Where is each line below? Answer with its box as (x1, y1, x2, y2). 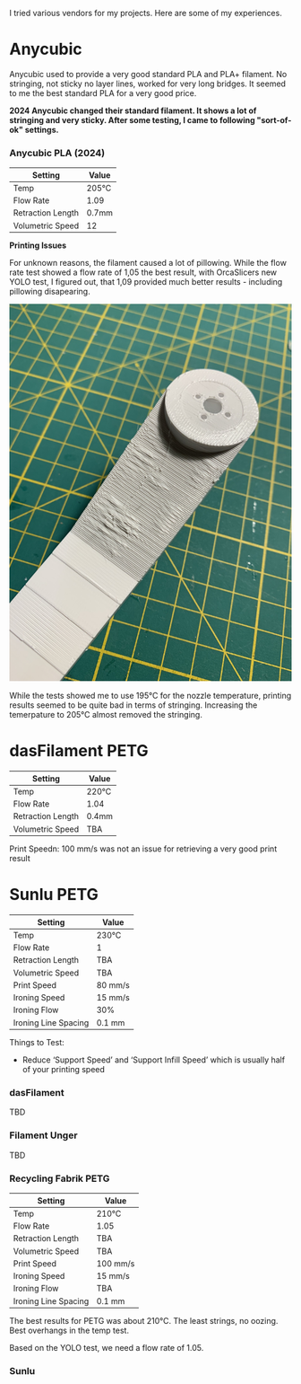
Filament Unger (9, 1129, 78, 1142)
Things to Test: (9, 1037, 64, 1048)
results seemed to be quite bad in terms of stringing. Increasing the (9, 700, 258, 710)
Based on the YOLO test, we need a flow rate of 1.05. (9, 1343, 204, 1353)
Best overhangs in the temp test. (9, 1325, 130, 1336)
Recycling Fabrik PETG (9, 1172, 110, 1185)
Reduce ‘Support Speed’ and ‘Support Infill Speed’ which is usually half (21, 1054, 285, 1065)
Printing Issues (9, 240, 67, 251)
